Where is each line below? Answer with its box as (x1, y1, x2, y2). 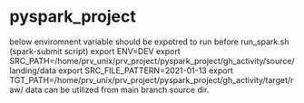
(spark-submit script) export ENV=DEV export (9, 45, 181, 56)
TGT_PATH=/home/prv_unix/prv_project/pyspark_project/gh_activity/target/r (9, 74, 294, 85)
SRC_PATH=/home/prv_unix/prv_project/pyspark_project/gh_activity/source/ (9, 55, 295, 66)
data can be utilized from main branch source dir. (25, 84, 210, 95)
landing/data (9, 65, 57, 76)
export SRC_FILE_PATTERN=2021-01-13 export (58, 65, 233, 76)
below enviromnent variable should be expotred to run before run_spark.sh (9, 36, 289, 47)
